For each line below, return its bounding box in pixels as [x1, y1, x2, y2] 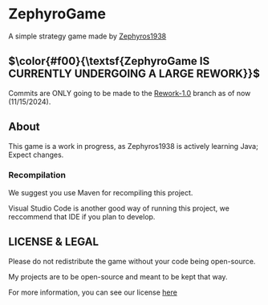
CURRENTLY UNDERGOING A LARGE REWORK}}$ [8, 67, 261, 81]
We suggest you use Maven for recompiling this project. [8, 187, 193, 197]
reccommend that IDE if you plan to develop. [8, 211, 156, 221]
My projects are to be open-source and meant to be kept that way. [8, 271, 228, 281]
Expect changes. [8, 150, 64, 159]
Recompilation [8, 170, 67, 181]
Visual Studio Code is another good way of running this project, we [8, 203, 230, 213]
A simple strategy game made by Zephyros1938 [8, 31, 167, 41]
